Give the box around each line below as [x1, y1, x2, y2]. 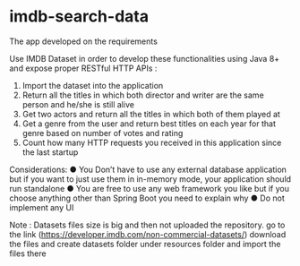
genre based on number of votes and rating [21, 127, 184, 138]
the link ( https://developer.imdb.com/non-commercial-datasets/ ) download [9, 228, 287, 239]
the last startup [21, 146, 79, 158]
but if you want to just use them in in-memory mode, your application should [9, 173, 292, 184]
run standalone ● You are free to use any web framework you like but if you [9, 183, 289, 193]
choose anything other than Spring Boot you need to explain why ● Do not [9, 193, 285, 203]
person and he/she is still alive [21, 99, 134, 109]
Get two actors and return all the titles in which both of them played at [21, 108, 280, 119]
